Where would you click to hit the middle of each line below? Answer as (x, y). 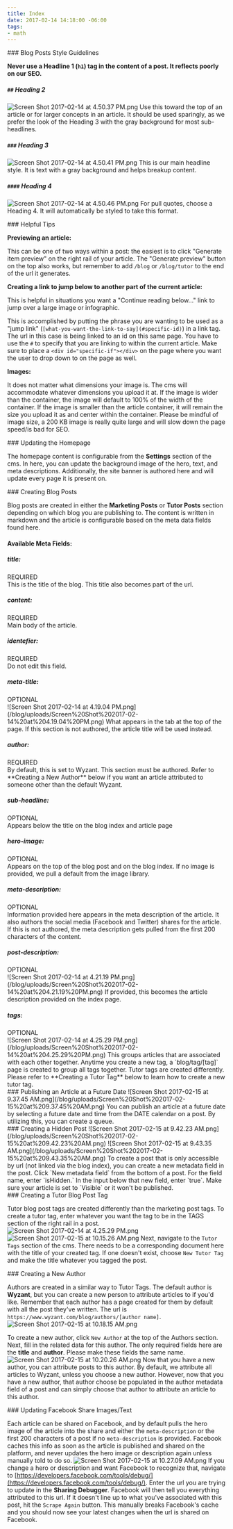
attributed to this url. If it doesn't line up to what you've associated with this (115, 1498)
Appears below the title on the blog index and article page (90, 825)
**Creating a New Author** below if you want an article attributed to (105, 777)
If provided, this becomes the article (156, 992)
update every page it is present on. (57, 479)
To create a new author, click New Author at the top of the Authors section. (113, 1338)
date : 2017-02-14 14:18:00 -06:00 (57, 20)
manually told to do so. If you (116, 1461)
